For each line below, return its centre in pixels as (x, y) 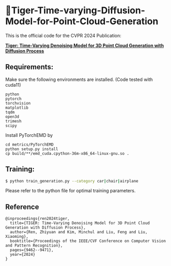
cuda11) (13, 85)
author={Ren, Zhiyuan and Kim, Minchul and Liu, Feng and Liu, (79, 232)
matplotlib (17, 108)
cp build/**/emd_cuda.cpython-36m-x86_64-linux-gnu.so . (67, 153)
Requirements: (29, 67)
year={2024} (23, 255)
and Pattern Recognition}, (34, 245)
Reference (22, 207)
